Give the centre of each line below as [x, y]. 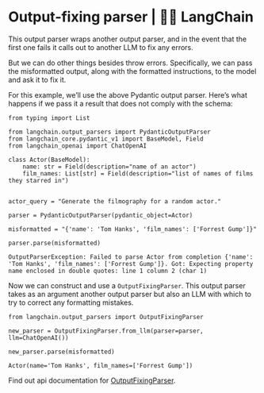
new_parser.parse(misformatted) [61, 352]
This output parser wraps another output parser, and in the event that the [128, 39]
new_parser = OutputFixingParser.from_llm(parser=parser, [106, 331]
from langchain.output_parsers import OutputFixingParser [106, 317]
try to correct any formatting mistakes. [71, 302]
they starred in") [38, 180]
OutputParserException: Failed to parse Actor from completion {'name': [131, 257]
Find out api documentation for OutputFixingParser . [92, 380]
